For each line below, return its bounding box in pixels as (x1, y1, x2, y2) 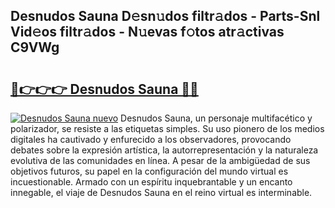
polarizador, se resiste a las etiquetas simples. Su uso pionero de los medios (10, 123, 325, 134)
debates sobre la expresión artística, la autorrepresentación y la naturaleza (10, 144, 319, 156)
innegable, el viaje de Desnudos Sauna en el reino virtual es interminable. (10, 187, 313, 198)
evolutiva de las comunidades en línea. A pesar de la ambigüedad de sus (10, 155, 311, 166)
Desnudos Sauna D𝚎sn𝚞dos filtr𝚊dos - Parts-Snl (10, 8, 321, 25)
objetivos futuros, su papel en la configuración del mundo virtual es (10, 165, 289, 177)
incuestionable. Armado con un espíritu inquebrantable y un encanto (10, 176, 293, 188)
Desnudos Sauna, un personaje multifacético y (120, 112, 313, 124)
